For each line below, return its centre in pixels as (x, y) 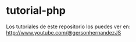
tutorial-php (36, 11)
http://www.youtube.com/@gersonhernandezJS (64, 32)
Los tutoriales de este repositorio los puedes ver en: (68, 26)
